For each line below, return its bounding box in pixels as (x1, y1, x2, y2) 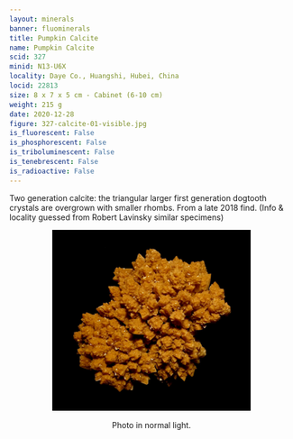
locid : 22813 (9, 81, 59, 90)
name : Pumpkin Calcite (9, 43, 95, 52)
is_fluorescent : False (9, 129, 95, 138)
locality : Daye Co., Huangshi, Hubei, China (9, 72, 179, 81)
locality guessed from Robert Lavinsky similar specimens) (9, 212, 224, 223)
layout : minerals (9, 14, 75, 23)
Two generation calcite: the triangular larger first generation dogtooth (9, 192, 268, 203)
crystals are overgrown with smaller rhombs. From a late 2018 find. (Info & (9, 202, 284, 213)
